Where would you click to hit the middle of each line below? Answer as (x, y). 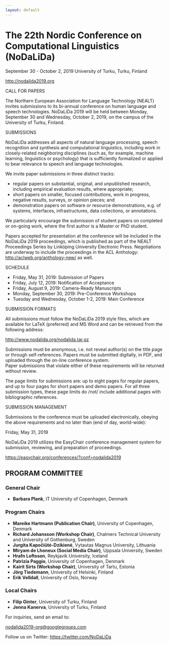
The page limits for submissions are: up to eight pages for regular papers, (82, 381)
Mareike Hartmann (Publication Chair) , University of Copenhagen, (83, 523)
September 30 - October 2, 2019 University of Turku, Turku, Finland (76, 71)
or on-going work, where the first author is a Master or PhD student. (77, 226)
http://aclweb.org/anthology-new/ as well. (49, 257)
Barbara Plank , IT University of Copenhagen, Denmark (70, 499)
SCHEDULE (17, 267)
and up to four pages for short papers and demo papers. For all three (78, 386)
